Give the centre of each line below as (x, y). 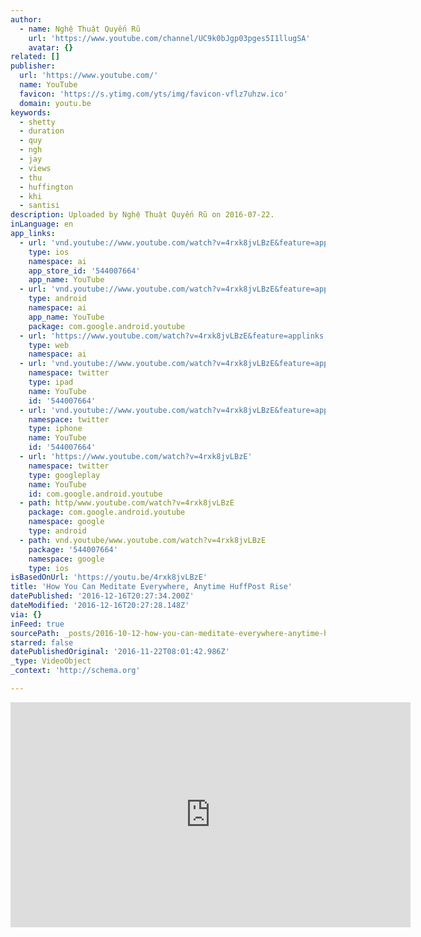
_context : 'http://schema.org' (75, 671)
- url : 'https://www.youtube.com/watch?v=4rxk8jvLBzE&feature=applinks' (174, 336)
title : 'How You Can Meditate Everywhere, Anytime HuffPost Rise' (151, 587)
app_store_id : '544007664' (84, 271)
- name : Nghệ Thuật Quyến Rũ (80, 29)
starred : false (42, 642)
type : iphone (55, 429)
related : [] (35, 57)
